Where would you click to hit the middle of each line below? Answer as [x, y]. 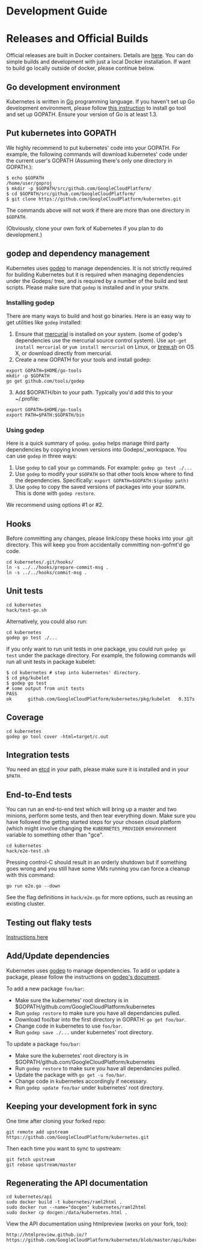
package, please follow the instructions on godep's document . [84, 977]
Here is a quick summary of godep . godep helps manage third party [88, 443]
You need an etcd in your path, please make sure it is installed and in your [98, 769]
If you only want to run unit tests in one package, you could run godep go [96, 649]
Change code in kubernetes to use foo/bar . [69, 1026]
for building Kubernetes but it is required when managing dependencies [95, 274]
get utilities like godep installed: [44, 322]
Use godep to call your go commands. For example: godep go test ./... [103, 468]
